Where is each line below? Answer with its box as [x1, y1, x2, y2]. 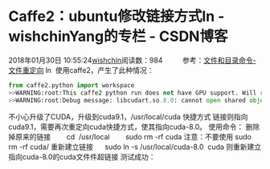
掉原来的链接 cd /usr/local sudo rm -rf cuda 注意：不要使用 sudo [8, 131, 252, 141]
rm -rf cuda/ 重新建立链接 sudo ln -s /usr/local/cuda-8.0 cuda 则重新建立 [8, 142, 262, 151]
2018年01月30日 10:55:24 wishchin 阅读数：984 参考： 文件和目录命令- [8, 55, 256, 65]
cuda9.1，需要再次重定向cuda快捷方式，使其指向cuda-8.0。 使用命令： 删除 [8, 122, 260, 131]
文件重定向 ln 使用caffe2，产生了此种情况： [8, 65, 154, 74]
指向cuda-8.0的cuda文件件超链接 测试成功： [8, 151, 156, 161]
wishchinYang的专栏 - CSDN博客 [8, 27, 228, 46]
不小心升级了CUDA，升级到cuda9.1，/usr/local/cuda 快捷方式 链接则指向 [8, 111, 248, 121]
